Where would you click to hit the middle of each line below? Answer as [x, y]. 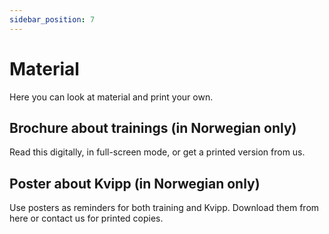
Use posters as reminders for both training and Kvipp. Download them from [164, 208]
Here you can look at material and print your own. [111, 97]
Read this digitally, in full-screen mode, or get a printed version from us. [157, 152]
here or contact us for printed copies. [86, 218]
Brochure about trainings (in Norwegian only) [153, 127]
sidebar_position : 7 [52, 19]
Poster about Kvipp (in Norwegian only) [135, 183]
